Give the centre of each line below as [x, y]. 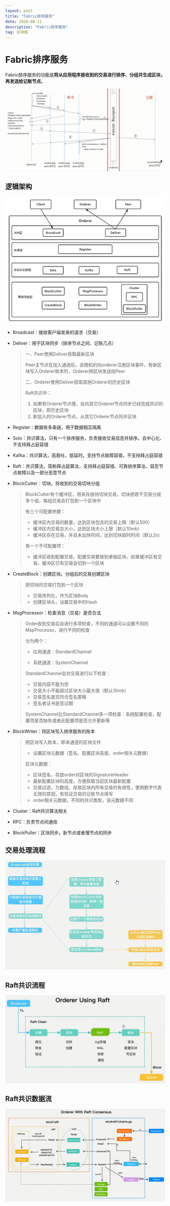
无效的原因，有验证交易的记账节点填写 [73, 793]
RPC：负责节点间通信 [35, 822]
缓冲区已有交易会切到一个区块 [73, 563]
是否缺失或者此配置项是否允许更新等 [72, 720]
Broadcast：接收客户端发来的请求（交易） [57, 332]
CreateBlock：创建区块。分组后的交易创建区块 [61, 574]
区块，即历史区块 [51, 410]
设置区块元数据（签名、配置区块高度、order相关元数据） [92, 753]
